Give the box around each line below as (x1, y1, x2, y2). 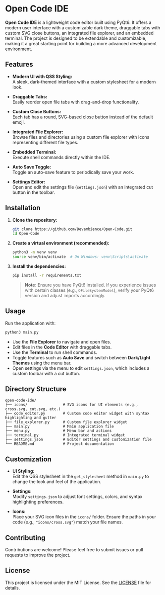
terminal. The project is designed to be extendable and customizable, (5, 35, 147, 41)
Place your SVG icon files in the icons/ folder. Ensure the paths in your (12, 514, 157, 520)
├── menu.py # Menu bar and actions (5, 428, 112, 433)
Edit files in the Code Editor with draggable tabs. (12, 344, 112, 350)
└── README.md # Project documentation (5, 441, 114, 446)
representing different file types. (12, 139, 78, 145)
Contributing (5, 533, 46, 542)
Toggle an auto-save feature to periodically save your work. (12, 169, 135, 175)
